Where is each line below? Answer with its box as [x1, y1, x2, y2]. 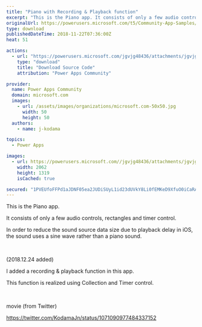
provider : [6, 81, 31, 87]
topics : [6, 137, 26, 143]
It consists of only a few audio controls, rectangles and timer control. [6, 214, 177, 222]
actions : [6, 48, 28, 54]
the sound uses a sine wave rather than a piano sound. [6, 232, 142, 240]
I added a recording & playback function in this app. [6, 267, 134, 275]
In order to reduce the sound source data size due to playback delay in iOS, [6, 226, 194, 234]
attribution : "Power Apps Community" [17, 70, 112, 76]
